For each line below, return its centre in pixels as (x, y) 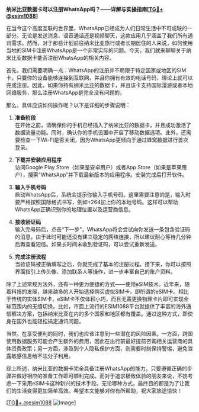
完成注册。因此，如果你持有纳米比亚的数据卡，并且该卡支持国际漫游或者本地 (99, 85)
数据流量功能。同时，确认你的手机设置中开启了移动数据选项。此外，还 (100, 132)
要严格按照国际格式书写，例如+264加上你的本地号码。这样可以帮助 (97, 202)
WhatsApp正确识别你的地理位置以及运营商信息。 (74, 209)
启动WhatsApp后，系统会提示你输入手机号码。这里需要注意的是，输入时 (103, 194)
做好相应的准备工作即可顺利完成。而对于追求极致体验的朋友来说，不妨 (102, 376)
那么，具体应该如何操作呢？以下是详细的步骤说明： (68, 105)
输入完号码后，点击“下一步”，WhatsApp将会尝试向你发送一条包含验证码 (102, 229)
